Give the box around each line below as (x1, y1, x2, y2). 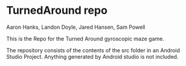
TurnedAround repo (6, 4, 107, 17)
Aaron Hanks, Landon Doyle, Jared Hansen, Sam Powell (6, 23, 146, 31)
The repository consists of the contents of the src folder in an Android (6, 46, 180, 54)
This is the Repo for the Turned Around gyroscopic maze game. (6, 35, 165, 42)
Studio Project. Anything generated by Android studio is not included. (6, 53, 179, 60)
